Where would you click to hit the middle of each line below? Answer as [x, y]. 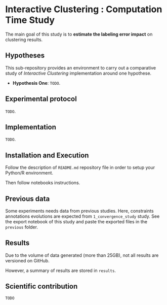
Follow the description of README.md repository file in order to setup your [80, 167]
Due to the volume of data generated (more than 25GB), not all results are [82, 255]
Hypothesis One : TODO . [36, 83]
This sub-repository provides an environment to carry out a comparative [80, 67]
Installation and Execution [47, 155]
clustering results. [24, 40]
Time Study [30, 20]
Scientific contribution [41, 286]
